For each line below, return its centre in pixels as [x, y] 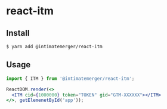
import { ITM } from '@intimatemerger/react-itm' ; [70, 79]
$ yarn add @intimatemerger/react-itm [54, 46]
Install [18, 33]
